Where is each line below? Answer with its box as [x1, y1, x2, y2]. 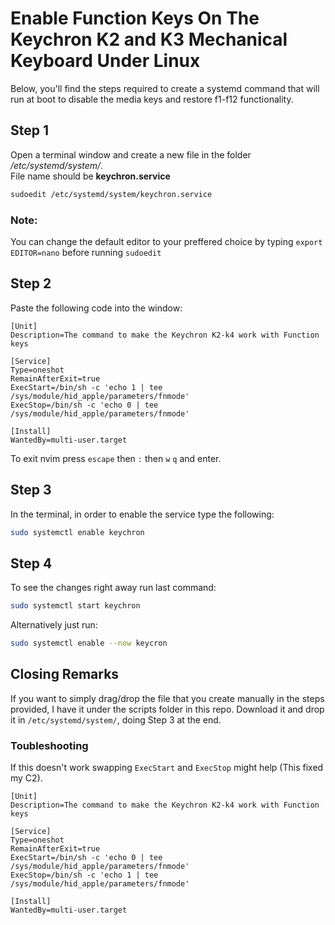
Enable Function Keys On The [10, 7, 260, 30]
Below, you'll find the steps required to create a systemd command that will [10, 82, 320, 94]
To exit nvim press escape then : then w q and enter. [10, 452, 222, 464]
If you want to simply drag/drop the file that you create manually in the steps [10, 692, 325, 704]
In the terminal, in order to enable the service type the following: [10, 508, 275, 520]
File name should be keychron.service [10, 170, 171, 182]
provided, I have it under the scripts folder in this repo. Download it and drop [10, 703, 325, 715]
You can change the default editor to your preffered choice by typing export [10, 235, 323, 247]
